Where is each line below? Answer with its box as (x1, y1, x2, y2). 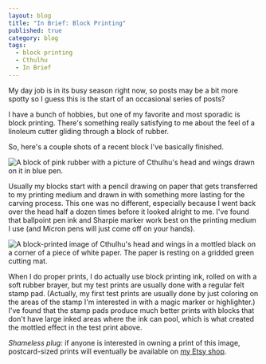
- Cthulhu (15, 57, 48, 65)
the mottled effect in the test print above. (8, 322, 143, 332)
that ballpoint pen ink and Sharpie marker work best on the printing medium (8, 215, 256, 224)
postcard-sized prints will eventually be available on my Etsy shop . (8, 346, 227, 356)
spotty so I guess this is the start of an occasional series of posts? (8, 93, 225, 104)
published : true (8, 26, 62, 34)
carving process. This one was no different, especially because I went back (8, 198, 256, 208)
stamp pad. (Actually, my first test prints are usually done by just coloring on (8, 288, 259, 298)
